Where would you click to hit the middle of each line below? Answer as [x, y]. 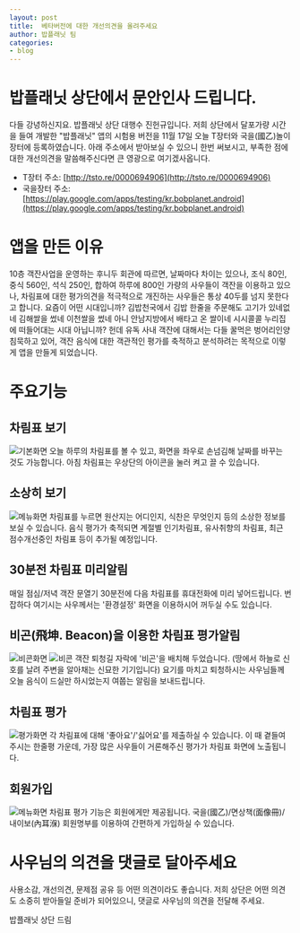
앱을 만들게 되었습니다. [58, 352]
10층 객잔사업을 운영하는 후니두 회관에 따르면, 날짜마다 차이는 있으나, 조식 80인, [148, 274]
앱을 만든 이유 [56, 247]
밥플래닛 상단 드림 [40, 920]
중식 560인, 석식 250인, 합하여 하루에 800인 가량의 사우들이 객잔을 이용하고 [142, 285]
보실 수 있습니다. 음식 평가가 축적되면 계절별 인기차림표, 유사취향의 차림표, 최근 [146, 528]
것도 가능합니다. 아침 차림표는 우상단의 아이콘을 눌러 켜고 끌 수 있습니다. [134, 462]
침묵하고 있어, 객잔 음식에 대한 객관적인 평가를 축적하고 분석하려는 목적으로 [140, 341]
